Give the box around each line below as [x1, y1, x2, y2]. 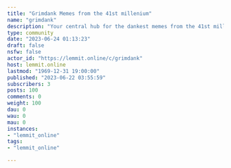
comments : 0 [7, 94, 41, 101]
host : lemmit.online [7, 61, 67, 68]
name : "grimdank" [7, 17, 57, 23]
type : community [7, 29, 54, 36]
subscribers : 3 [7, 81, 51, 87]
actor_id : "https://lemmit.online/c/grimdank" [7, 55, 143, 62]
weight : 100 [7, 100, 41, 107]
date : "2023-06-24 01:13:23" [7, 36, 91, 43]
